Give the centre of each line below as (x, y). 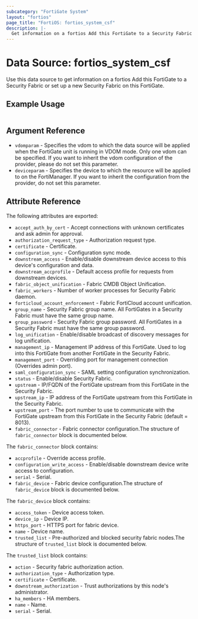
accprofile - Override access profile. (60, 458)
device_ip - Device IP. (42, 518)
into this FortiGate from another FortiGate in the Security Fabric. (92, 353)
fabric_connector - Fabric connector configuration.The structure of (97, 429)
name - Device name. (39, 531)
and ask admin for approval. (49, 233)
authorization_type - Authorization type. (65, 573)
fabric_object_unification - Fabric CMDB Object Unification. (90, 284)
